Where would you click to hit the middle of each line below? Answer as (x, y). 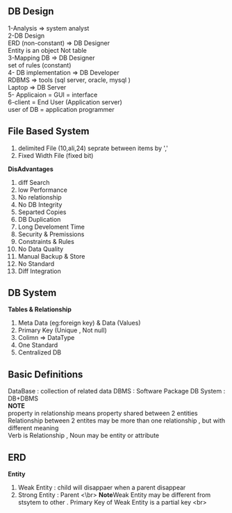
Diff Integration (40, 271)
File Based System (49, 131)
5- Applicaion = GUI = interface (53, 95)
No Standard (36, 263)
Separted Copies (42, 212)
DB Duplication (39, 219)
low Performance (43, 190)
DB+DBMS (23, 398)
